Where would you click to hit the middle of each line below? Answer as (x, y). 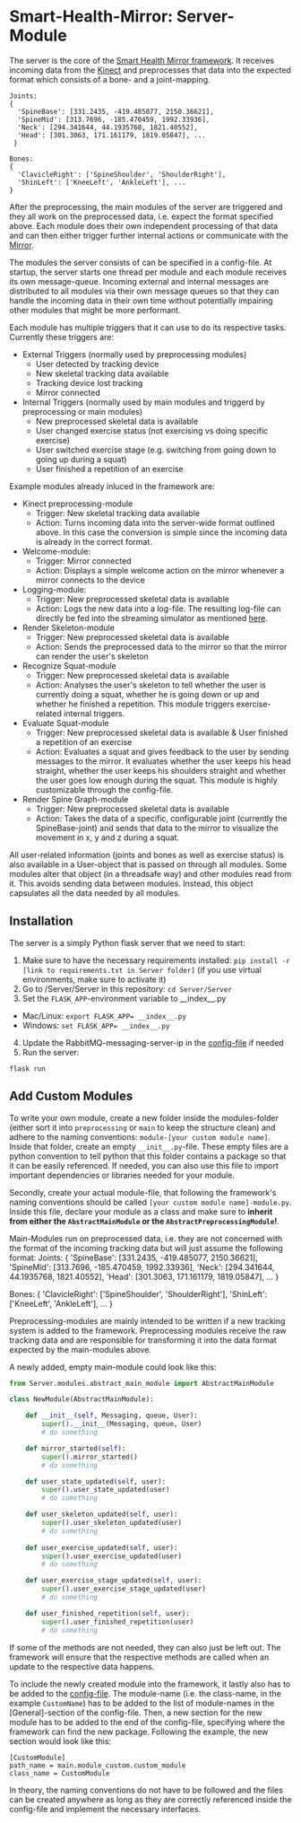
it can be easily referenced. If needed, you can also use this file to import (144, 1165)
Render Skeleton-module (68, 627)
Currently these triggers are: (62, 337)
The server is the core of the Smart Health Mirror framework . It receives (142, 60)
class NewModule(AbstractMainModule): (82, 1399)
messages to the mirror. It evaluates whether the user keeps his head (163, 761)
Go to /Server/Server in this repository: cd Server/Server (127, 988)
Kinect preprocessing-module (77, 504)
